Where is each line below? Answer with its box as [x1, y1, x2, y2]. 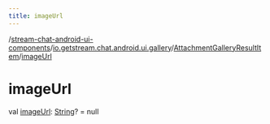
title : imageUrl [8, 11, 63, 20]
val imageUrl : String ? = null [8, 106, 99, 116]
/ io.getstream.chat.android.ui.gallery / [50, 42, 174, 53]
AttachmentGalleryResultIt [173, 42, 262, 53]
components [8, 42, 51, 53]
